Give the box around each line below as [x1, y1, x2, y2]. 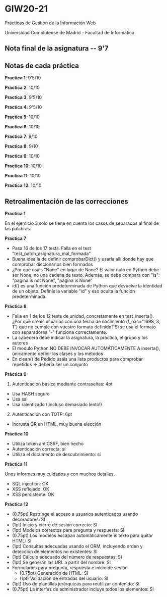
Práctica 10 [5, 430, 29, 437]
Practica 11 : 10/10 [5, 173, 41, 179]
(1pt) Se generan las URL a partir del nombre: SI [12, 559, 111, 565]
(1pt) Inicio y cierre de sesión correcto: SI [12, 521, 98, 528]
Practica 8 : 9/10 [5, 143, 38, 150]
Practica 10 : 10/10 [5, 163, 42, 169]
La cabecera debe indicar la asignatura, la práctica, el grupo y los [12, 334, 148, 340]
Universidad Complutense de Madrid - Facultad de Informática [5, 29, 134, 35]
